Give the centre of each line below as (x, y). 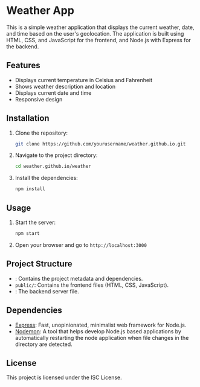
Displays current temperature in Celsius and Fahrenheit (84, 80)
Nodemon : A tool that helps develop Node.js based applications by (98, 331)
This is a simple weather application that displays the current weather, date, (100, 27)
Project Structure (39, 264)
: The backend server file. (47, 291)
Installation (28, 118)
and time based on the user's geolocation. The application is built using (95, 33)
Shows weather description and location (65, 86)
